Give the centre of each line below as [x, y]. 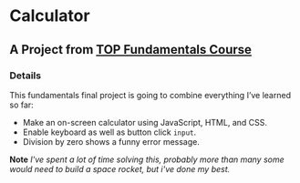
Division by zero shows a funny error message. [111, 141]
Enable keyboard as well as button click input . [109, 132]
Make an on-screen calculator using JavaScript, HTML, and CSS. [145, 122]
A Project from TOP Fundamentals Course [131, 50]
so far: [21, 105]
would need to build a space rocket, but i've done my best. [120, 168]
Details [26, 76]
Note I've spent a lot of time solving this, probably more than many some [147, 159]
